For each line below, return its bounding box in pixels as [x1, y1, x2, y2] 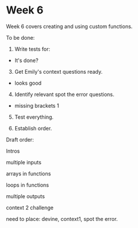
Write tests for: [14, 45, 51, 53]
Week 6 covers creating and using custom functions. [6, 23, 133, 30]
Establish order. [14, 125, 52, 132]
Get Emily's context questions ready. [14, 68, 103, 75]
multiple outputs [6, 192, 45, 199]
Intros [6, 147, 20, 154]
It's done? [14, 57, 39, 64]
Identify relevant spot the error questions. [14, 91, 115, 98]
